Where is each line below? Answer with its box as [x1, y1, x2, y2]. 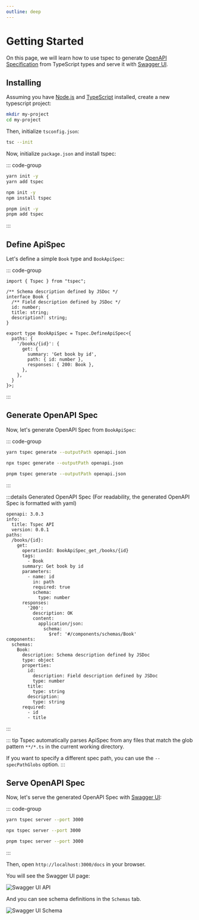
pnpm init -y [6, 206, 39, 212]
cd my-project [6, 117, 42, 123]
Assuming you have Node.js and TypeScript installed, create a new [6, 94, 170, 101]
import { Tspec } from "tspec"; [6, 278, 86, 284]
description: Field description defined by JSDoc [32, 673, 159, 679]
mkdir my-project [6, 111, 49, 117]
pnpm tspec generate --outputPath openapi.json [6, 470, 127, 477]
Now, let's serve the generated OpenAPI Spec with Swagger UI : [6, 794, 162, 801]
